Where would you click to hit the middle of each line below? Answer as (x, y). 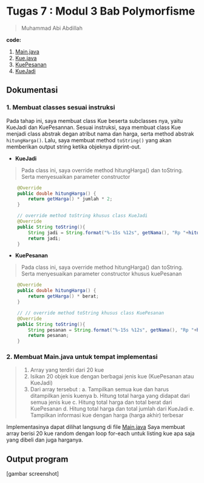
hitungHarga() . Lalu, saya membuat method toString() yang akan (89, 140)
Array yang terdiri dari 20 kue (67, 370)
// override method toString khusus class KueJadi (83, 216)
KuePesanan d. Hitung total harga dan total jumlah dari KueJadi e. (112, 409)
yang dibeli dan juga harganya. (45, 440)
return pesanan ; (49, 336)
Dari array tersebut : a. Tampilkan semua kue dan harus (99, 389)
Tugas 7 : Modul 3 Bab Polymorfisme (101, 11)
